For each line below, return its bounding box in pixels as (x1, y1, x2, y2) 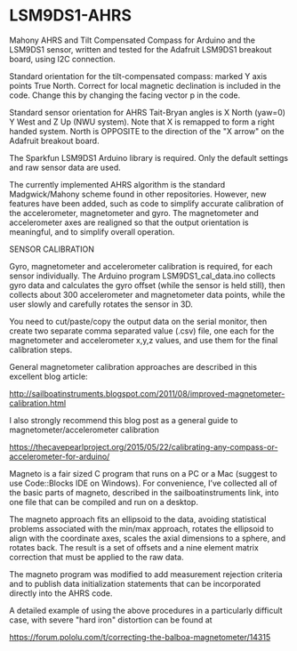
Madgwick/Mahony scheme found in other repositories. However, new (9, 189, 267, 199)
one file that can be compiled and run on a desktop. (9, 496, 198, 507)
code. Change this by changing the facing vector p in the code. (9, 90, 241, 100)
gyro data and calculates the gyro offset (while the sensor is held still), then (9, 279, 286, 290)
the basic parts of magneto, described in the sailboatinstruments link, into (9, 486, 279, 498)
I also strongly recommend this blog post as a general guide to (9, 414, 238, 425)
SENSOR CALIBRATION (9, 244, 95, 254)
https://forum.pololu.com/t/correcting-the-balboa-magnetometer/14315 (9, 631, 271, 642)
